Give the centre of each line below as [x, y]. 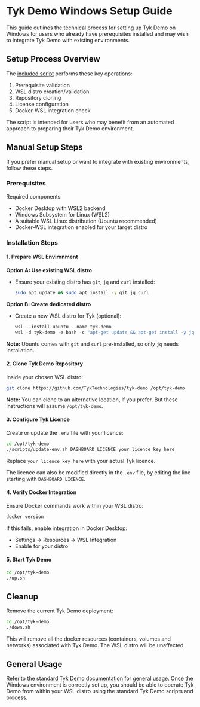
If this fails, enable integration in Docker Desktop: [67, 528]
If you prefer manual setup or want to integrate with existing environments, [98, 161]
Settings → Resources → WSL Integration [66, 540]
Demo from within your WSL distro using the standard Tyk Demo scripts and [100, 691]
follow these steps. [29, 168]
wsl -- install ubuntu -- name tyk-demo [63, 327]
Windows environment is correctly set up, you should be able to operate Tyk [100, 685]
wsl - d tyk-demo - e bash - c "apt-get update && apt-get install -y [101, 332]
